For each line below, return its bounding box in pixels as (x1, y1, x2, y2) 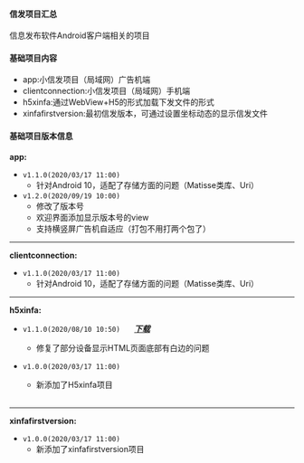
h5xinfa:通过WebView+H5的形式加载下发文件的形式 (22, 97, 215, 108)
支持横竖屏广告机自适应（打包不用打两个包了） (35, 222, 211, 234)
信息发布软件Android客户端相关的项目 (9, 30, 150, 41)
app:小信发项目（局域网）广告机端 (22, 74, 151, 85)
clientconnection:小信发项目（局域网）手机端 (22, 86, 191, 97)
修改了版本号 (35, 200, 84, 212)
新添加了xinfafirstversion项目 (35, 443, 145, 454)
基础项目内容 (9, 52, 57, 63)
